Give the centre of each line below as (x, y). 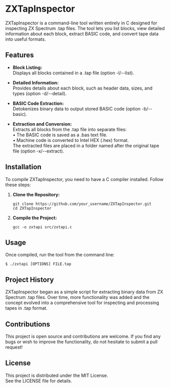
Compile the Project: (35, 218)
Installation (23, 167)
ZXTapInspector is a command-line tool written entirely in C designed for (81, 23)
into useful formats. (26, 39)
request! (14, 347)
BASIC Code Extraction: (38, 103)
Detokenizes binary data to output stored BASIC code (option (77, 109)
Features (20, 55)
